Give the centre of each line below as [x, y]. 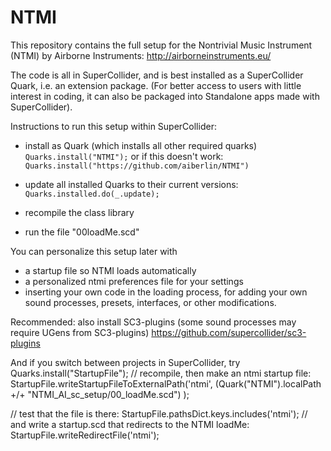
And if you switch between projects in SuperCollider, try [125, 362]
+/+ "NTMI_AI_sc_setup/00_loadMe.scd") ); [100, 394]
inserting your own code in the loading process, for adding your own [166, 292]
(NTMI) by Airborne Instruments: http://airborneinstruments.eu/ [141, 55]
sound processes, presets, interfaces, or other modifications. [150, 302]
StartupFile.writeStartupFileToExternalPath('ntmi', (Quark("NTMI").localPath [166, 383]
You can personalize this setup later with [94, 251]
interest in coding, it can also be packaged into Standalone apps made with [165, 96]
